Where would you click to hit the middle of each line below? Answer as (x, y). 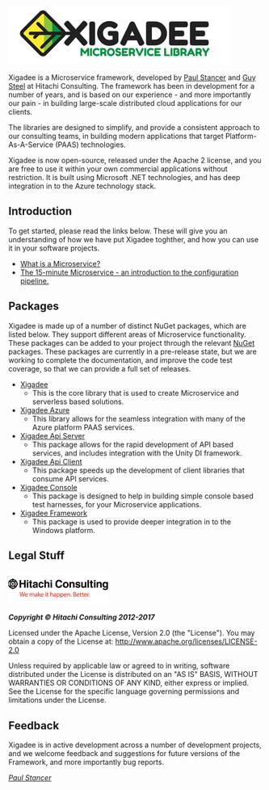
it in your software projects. (54, 248)
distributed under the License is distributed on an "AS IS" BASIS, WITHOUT (133, 674)
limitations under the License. (57, 700)
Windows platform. (63, 530)
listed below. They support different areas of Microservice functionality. (127, 334)
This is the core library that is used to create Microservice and (135, 393)
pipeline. (34, 280)
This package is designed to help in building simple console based (143, 496)
